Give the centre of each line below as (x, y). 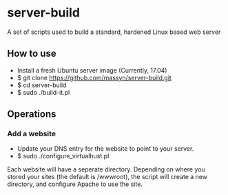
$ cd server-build (42, 85)
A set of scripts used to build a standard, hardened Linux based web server (114, 32)
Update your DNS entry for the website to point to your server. (105, 149)
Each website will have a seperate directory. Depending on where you (106, 169)
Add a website (32, 134)
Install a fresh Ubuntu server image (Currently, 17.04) (92, 70)
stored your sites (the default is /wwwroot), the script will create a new (107, 177)
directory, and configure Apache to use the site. (75, 184)
